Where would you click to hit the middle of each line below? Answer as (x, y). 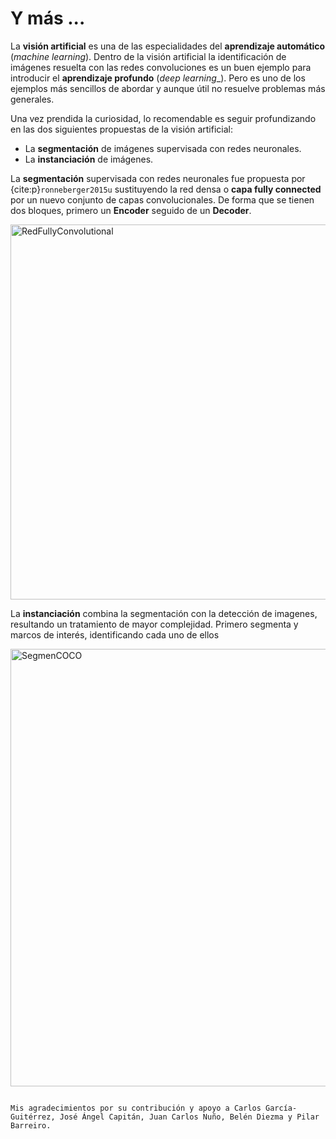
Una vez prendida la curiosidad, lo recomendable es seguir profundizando (163, 118)
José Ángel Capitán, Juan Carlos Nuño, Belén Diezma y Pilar (189, 1117)
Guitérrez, (33, 1117)
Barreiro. (31, 1125)
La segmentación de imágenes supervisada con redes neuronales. (163, 148)
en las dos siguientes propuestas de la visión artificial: (121, 129)
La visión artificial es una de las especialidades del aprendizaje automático (168, 46)
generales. (32, 99)
